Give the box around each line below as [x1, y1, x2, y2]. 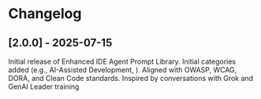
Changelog [8, 5, 82, 23]
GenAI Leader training [8, 82, 80, 91]
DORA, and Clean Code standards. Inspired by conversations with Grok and [8, 74, 254, 82]
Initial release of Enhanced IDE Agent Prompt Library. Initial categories [8, 57, 237, 66]
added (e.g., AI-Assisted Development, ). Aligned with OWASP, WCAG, [8, 65, 237, 75]
